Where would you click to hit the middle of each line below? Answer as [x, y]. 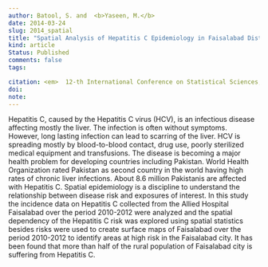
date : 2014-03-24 [37, 23]
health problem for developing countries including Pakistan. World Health [129, 162]
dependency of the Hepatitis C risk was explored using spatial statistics [126, 221]
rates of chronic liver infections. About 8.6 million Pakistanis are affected [128, 179]
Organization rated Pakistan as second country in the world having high [126, 170]
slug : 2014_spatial [41, 30]
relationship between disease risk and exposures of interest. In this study [128, 195]
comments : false [35, 61]
